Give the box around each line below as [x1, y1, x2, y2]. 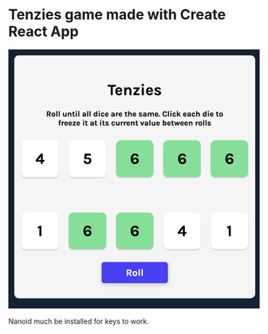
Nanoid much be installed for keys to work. [8, 316, 149, 326]
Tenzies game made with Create [8, 6, 226, 24]
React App [8, 22, 79, 41]
